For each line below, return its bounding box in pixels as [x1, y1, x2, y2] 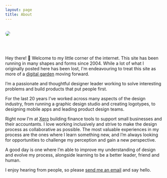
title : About [5, 12, 32, 17]
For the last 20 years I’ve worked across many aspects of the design [5, 95, 146, 101]
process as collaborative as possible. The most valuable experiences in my [5, 126, 159, 132]
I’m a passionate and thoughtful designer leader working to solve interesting [5, 80, 162, 86]
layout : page [5, 7, 32, 12]
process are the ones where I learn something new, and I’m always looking [5, 132, 159, 138]
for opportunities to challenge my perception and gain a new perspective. [5, 137, 156, 143]
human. [5, 157, 21, 163]
